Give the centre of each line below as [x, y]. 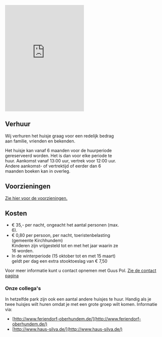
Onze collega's [23, 288]
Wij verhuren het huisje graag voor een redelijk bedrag [59, 136]
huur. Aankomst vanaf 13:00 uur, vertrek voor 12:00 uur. [61, 160]
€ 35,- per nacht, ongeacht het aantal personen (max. [65, 225]
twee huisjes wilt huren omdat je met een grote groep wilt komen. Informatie [81, 304]
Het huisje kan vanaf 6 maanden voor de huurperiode [58, 150]
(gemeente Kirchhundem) [37, 241]
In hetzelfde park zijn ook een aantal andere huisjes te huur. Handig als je [78, 299]
